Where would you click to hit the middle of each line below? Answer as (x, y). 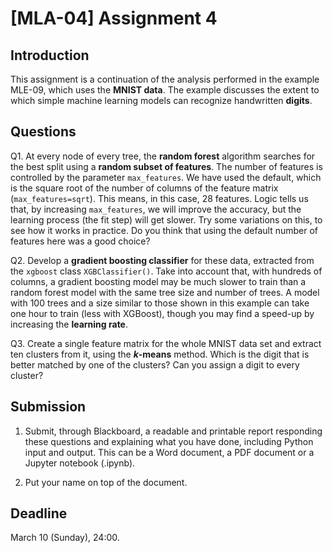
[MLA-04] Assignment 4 (114, 18)
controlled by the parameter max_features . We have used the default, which (166, 177)
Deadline (39, 513)
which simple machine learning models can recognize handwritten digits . (161, 100)
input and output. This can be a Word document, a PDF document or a (169, 452)
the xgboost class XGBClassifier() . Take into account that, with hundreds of (166, 271)
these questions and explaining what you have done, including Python (169, 441)
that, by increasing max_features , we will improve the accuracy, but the (156, 209)
